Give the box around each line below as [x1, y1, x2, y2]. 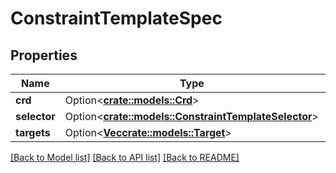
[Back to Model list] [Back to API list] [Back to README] [10, 152, 240, 163]
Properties [10, 47, 78, 64]
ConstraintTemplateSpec [10, 7, 223, 30]
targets [15, 126, 51, 139]
